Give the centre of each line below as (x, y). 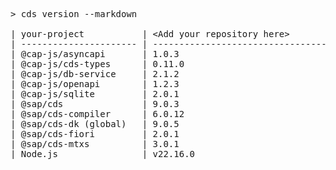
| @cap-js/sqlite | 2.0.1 (95, 94)
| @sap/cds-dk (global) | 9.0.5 (95, 124)
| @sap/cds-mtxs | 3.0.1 (95, 144)
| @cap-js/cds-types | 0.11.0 (97, 64)
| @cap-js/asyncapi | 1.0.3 (95, 54)
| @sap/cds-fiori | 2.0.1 (95, 134)
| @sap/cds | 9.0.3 (95, 104)
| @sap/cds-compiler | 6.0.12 (97, 114)
